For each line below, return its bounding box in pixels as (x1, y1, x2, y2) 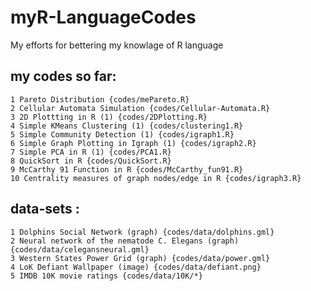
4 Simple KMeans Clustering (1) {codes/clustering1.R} (10, 121, 244, 131)
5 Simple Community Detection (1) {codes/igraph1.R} (10, 129, 235, 140)
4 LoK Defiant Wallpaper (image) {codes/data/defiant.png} (10, 262, 262, 272)
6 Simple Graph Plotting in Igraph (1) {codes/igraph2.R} (10, 138, 257, 148)
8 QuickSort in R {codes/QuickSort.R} (10, 156, 172, 166)
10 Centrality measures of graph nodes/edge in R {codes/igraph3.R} (10, 173, 302, 183)
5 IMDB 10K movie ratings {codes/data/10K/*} (10, 271, 203, 281)
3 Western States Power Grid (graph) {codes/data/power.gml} (10, 253, 271, 263)
